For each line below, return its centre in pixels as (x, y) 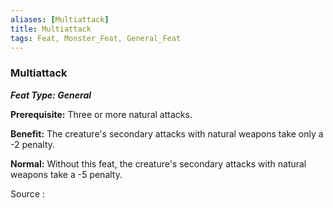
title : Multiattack (51, 29)
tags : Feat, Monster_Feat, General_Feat (96, 38)
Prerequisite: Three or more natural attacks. (101, 114)
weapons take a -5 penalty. (66, 174)
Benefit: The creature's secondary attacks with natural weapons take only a (167, 133)
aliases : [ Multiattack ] (60, 19)
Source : (27, 193)
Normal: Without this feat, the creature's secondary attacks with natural (158, 163)
